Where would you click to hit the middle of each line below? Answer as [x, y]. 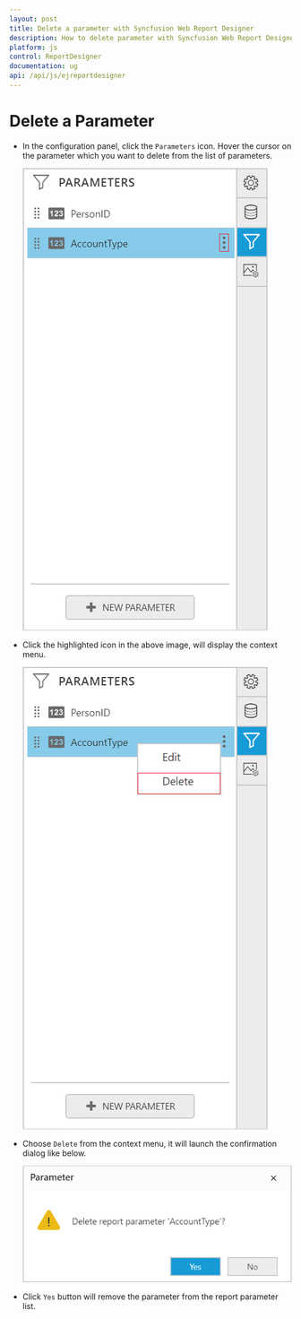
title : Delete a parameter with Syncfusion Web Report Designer [132, 28]
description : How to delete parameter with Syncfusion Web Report [136, 38]
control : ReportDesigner [56, 57]
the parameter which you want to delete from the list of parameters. [147, 155]
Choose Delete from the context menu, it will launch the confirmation [150, 1143]
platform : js [34, 48]
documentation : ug [43, 66]
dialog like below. [54, 1153]
